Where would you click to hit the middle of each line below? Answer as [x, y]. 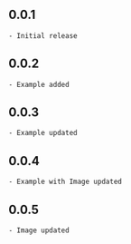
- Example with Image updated [65, 182]
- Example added [39, 84]
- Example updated [43, 133]
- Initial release [43, 35]
